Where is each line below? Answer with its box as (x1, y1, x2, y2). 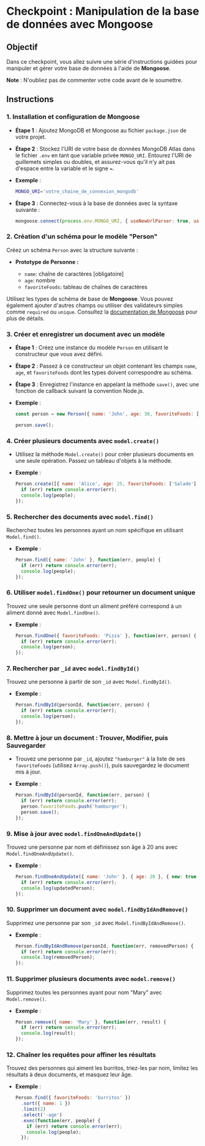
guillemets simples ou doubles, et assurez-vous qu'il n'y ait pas (15, 158, 176, 165)
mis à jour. (15, 769, 42, 776)
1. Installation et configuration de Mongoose (6, 112, 140, 121)
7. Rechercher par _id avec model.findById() (6, 664, 140, 673)
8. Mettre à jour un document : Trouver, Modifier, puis (6, 734, 168, 742)
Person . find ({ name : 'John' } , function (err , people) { (15, 557, 161, 563)
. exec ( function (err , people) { (21, 1117, 101, 1124)
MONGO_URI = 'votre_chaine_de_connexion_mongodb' (15, 188, 139, 195)
